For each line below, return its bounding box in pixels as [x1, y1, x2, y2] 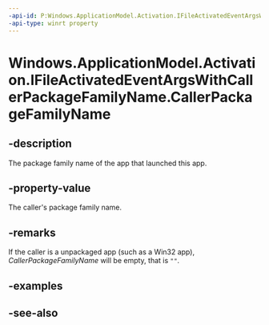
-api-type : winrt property [8, 19, 98, 27]
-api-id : [8, 11, 38, 20]
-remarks [8, 225, 56, 239]
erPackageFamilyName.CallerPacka [8, 87, 253, 106]
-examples [8, 278, 63, 293]
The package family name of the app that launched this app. [8, 158, 207, 168]
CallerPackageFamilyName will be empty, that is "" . [8, 256, 180, 266]
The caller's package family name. [8, 202, 122, 213]
